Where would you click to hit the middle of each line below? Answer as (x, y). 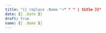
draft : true (17, 18)
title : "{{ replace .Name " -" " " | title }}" (53, 9)
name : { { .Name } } (24, 23)
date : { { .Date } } (24, 14)
